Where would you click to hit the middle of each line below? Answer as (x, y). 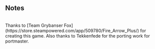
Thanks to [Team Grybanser (34, 25)
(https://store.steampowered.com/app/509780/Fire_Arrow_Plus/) (72, 30)
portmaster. (17, 41)
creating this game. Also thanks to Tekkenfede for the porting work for (77, 36)
